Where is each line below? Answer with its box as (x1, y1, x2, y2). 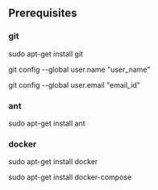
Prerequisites (8, 6, 77, 20)
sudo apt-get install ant (8, 118, 86, 128)
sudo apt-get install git (8, 48, 83, 59)
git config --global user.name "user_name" (8, 64, 151, 74)
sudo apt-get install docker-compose (8, 172, 132, 182)
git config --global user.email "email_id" (8, 80, 141, 89)
